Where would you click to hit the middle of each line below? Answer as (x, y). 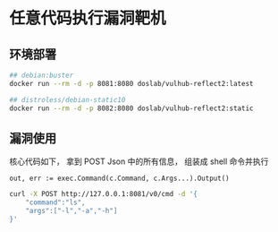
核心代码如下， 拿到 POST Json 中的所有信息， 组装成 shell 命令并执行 (139, 161)
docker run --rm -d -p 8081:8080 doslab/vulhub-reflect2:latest (131, 83)
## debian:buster (42, 75)
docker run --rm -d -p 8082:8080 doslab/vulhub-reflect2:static (131, 108)
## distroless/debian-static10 (67, 99)
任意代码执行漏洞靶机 (88, 18)
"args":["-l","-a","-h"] (72, 211)
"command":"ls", (56, 202)
